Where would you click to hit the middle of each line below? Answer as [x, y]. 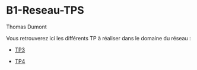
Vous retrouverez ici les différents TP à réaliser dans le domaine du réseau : [99, 38]
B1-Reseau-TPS [45, 10]
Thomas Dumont [27, 27]
